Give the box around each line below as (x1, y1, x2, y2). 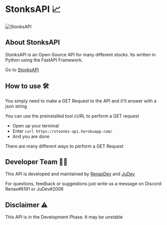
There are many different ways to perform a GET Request (5, 143, 124, 149)
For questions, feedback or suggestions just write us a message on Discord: (5, 181, 162, 187)
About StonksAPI (5, 38, 60, 47)
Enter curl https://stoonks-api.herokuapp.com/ (12, 128, 113, 134)
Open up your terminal (12, 122, 59, 128)
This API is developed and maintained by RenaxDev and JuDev (5, 171, 135, 177)
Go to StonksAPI (5, 66, 39, 72)
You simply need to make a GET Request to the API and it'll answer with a (5, 98, 157, 104)
